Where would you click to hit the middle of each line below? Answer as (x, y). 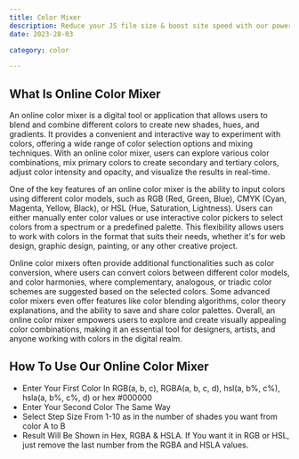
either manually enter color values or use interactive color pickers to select (146, 218)
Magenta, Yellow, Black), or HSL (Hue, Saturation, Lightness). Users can (141, 208)
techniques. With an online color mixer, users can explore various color (139, 153)
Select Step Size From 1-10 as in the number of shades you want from (149, 416)
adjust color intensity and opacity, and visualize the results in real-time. (140, 172)
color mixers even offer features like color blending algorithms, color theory (148, 301)
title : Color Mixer (45, 17)
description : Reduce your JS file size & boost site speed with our (139, 26)
